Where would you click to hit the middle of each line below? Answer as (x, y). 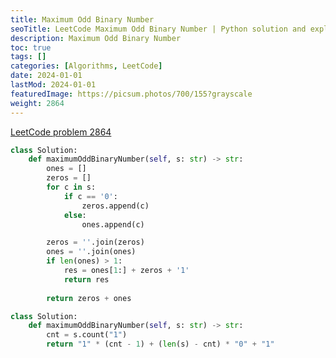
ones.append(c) (113, 224)
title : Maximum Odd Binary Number (82, 19)
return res (86, 279)
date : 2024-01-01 (46, 76)
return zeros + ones (89, 298)
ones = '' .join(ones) (91, 252)
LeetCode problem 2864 (61, 132)
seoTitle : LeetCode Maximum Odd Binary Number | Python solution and (158, 29)
